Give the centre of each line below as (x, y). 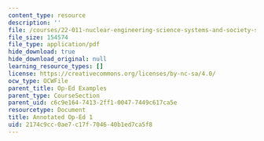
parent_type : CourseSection (54, 96)
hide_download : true (42, 52)
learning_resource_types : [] (56, 67)
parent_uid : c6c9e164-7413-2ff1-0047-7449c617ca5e (93, 103)
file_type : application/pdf (54, 45)
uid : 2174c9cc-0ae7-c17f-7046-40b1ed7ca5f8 (81, 125)
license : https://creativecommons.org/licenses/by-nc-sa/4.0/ (112, 74)
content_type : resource (47, 15)
